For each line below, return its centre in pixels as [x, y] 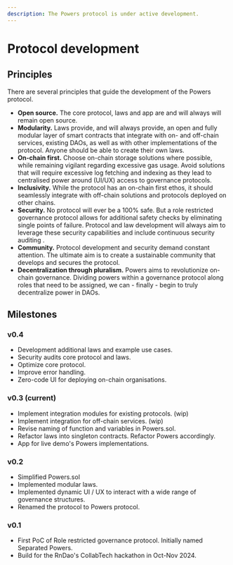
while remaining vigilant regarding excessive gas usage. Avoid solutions [121, 165]
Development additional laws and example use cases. [95, 350]
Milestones [32, 315]
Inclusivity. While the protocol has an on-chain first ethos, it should [115, 187]
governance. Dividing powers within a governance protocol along [129, 277]
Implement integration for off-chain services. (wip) [90, 421]
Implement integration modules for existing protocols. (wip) [103, 414]
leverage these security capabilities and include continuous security [116, 232]
